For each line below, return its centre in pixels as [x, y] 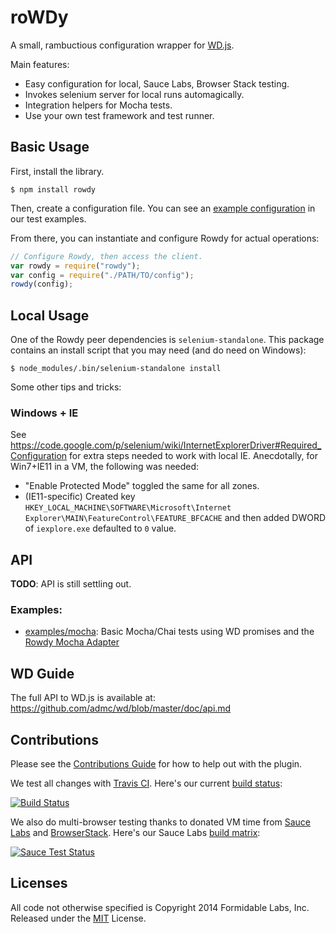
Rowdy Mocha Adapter [72, 642]
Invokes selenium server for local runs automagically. [134, 94]
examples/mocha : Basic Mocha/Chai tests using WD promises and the [169, 632]
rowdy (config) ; [42, 284]
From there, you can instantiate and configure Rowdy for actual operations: [165, 238]
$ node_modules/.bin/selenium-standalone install [116, 369]
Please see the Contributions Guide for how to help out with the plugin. [156, 764]
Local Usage [50, 315]
